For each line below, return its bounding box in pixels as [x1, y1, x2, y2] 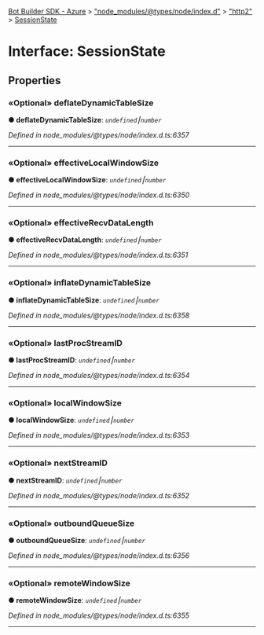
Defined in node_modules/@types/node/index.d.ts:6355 [8, 611, 190, 620]
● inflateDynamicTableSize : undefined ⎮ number [8, 295, 159, 305]
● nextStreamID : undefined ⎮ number [8, 475, 123, 485]
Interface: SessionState [8, 42, 167, 61]
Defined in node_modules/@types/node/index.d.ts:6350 [8, 190, 190, 200]
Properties [8, 74, 61, 87]
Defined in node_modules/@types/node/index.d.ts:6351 [8, 251, 189, 260]
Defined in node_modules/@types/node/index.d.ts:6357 [8, 130, 190, 140]
